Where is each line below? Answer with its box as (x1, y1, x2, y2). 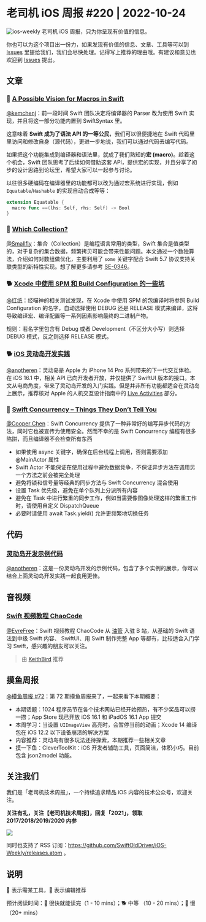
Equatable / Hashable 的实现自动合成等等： (6, 187, 110, 194)
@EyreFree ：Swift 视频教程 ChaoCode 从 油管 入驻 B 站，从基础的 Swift (6, 627, 188, 634)
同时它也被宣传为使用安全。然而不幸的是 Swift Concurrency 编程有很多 (17, 428, 196, 435)
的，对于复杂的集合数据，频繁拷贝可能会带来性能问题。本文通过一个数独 (6, 247, 189, 255)
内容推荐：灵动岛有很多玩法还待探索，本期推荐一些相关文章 (15, 736, 166, 743)
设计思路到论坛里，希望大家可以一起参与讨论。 (17, 166, 135, 173)
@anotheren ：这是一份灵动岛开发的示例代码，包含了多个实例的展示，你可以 (6, 565, 199, 572)
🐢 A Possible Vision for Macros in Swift (6, 95, 124, 103)
